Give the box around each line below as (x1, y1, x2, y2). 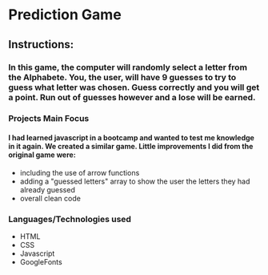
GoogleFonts (19, 257, 62, 266)
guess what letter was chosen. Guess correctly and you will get (8, 82, 260, 93)
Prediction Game (8, 6, 122, 24)
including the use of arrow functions (19, 168, 140, 177)
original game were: (8, 150, 76, 160)
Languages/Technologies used (8, 213, 132, 224)
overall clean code (19, 193, 82, 203)
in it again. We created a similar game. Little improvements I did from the (8, 142, 254, 152)
